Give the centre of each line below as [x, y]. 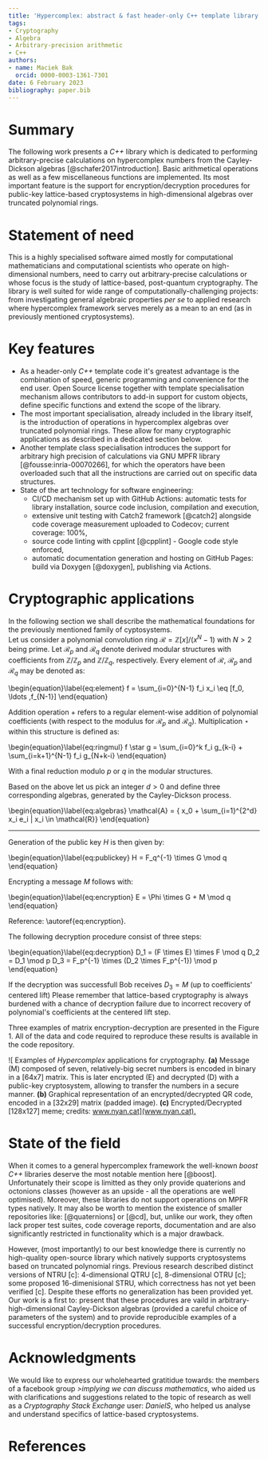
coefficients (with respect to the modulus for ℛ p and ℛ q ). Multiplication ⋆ [129, 722]
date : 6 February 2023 [46, 82]
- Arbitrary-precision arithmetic [66, 46]
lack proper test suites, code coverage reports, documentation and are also [132, 1225]
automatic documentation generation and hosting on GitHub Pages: [142, 558]
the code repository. [41, 1044]
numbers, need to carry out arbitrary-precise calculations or [148, 274]
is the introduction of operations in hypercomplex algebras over [124, 422]
